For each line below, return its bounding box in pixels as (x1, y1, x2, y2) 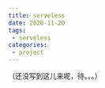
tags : (8, 26, 26, 34)
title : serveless (8, 11, 66, 20)
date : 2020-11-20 (8, 19, 66, 27)
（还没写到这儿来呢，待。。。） (8, 71, 102, 80)
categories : (8, 41, 47, 49)
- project (11, 48, 44, 56)
